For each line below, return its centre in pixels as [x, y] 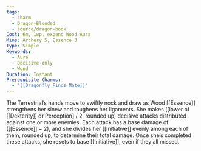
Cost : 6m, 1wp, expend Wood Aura [49, 35]
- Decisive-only [32, 63]
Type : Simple [23, 46]
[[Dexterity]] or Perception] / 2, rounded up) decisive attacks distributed [97, 116]
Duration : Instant [29, 74]
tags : [13, 12]
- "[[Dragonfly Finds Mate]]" [50, 86]
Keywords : [19, 52]
